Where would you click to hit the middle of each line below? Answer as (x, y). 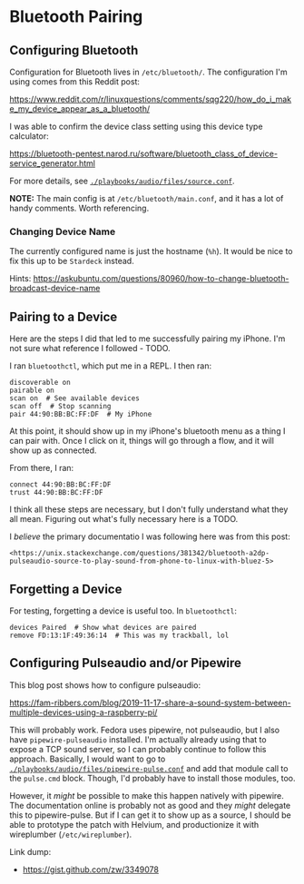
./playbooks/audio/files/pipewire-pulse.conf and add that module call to (149, 768)
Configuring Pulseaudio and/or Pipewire (126, 663)
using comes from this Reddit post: (75, 82)
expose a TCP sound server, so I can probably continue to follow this (138, 749)
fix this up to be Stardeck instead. (72, 261)
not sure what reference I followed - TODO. (90, 349)
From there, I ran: (42, 468)
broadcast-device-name (55, 289)
